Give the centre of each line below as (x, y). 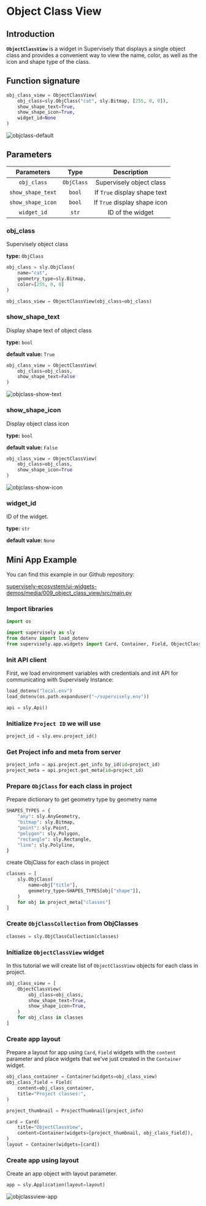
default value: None (31, 540)
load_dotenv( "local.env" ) (39, 691)
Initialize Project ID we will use (54, 723)
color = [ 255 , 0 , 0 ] (41, 284)
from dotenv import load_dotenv (48, 639)
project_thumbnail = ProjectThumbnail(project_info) (75, 1111)
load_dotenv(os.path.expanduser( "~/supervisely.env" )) (78, 697)
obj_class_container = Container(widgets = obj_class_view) (82, 1077)
